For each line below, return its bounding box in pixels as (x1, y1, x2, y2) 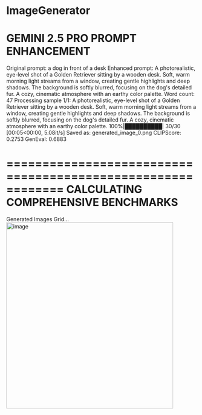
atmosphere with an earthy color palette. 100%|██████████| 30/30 (6, 123, 181, 130)
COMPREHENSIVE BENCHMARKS (6, 196, 178, 210)
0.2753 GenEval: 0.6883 (6, 135, 67, 143)
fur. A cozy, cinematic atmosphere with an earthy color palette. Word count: (6, 91, 195, 98)
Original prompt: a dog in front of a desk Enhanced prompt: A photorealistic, (6, 64, 195, 72)
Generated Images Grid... (6, 216, 70, 223)
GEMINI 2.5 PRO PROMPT (6, 32, 137, 46)
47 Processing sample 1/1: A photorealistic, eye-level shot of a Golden (6, 97, 180, 104)
